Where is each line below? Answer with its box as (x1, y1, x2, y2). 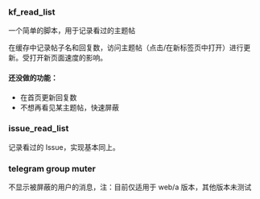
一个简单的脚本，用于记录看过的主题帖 (8, 26, 135, 35)
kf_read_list (8, 6, 56, 18)
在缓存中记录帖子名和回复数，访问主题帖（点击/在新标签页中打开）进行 (8, 43, 244, 52)
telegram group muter (8, 163, 97, 174)
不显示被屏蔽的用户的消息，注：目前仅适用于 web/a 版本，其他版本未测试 (8, 182, 252, 192)
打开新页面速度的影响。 (29, 53, 107, 63)
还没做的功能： (8, 73, 58, 82)
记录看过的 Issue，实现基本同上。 (8, 142, 120, 151)
